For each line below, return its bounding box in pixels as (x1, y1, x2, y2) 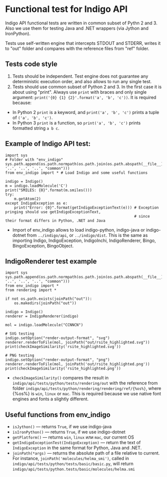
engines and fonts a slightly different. (12, 396, 89, 402)
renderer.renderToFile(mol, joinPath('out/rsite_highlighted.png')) (5, 362, 150, 367)
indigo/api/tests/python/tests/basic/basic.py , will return (12, 461, 134, 467)
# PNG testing (5, 353, 35, 358)
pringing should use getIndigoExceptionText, (5, 209, 101, 215)
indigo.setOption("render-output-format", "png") (5, 358, 110, 362)
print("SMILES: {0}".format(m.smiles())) (5, 188, 92, 193)
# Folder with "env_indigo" (5, 157, 64, 162)
